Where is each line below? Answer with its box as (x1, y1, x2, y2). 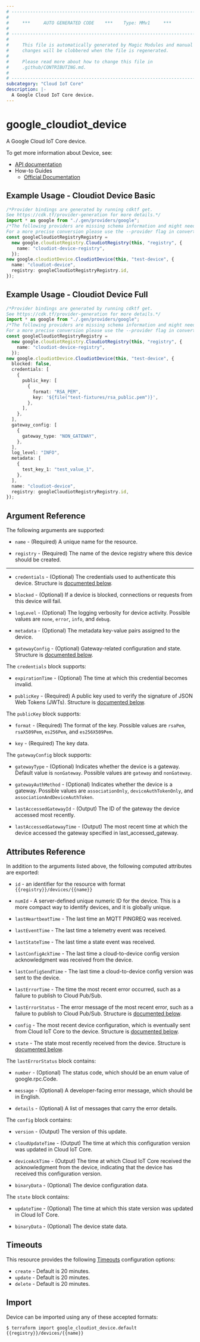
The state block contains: (6, 1193, 70, 1200)
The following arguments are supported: (6, 527, 105, 534)
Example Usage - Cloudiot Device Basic (6, 191, 156, 201)
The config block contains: (6, 1116, 73, 1123)
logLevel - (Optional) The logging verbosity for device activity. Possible (14, 609, 190, 616)
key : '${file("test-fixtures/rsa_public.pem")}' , (32, 394, 159, 400)
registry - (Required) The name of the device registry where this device (14, 550, 192, 557)
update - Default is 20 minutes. (14, 1273, 90, 1281)
